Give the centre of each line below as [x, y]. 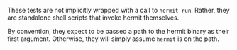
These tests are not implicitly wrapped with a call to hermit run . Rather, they [118, 10]
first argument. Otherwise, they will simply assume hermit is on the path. [114, 39]
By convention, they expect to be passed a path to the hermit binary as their [118, 31]
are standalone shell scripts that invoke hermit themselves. [93, 18]
